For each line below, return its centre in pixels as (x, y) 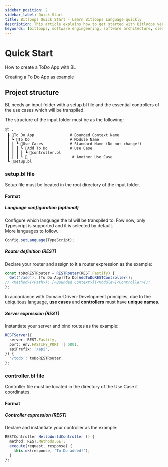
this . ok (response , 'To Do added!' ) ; (52, 451)
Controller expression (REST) (36, 415)
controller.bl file (25, 376)
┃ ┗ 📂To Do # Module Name (53, 139)
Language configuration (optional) (42, 208)
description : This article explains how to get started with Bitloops (80, 24)
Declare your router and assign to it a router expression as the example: (79, 264)
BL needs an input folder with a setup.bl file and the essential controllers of (82, 104)
